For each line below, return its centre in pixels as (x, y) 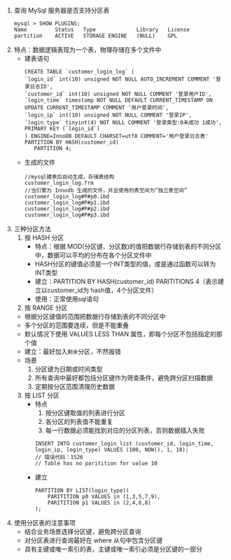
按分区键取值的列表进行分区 (85, 413)
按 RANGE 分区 (46, 308)
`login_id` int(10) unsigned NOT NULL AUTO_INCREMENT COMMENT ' (120, 79)
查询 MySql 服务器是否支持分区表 (62, 10)
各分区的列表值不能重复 (79, 422)
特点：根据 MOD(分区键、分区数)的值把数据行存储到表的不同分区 (128, 246)
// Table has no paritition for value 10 (96, 463)
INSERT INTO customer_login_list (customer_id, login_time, (124, 444)
